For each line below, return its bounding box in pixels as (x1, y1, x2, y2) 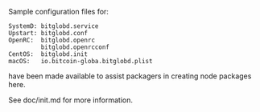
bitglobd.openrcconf (40, 43, 110, 51)
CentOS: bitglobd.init (8, 50, 89, 58)
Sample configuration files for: (8, 7, 109, 16)
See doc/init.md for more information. (8, 95, 133, 105)
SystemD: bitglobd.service (8, 22, 99, 30)
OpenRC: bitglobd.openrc (8, 36, 95, 44)
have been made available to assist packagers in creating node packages (8, 71, 252, 81)
